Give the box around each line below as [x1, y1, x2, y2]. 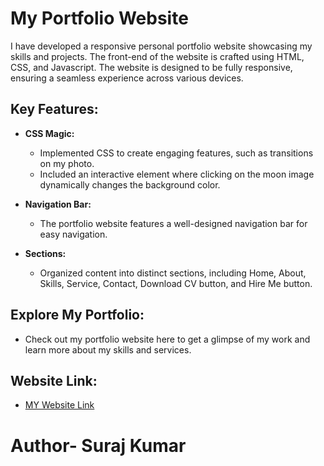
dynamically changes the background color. [39, 178, 221, 191]
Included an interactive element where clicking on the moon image [39, 168, 315, 180]
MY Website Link [24, 399, 95, 411]
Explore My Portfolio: [10, 307, 145, 324]
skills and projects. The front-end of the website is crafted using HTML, [10, 50, 305, 62]
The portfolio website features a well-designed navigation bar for [39, 217, 308, 229]
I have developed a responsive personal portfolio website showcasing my [10, 40, 313, 52]
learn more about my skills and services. [24, 343, 192, 356]
